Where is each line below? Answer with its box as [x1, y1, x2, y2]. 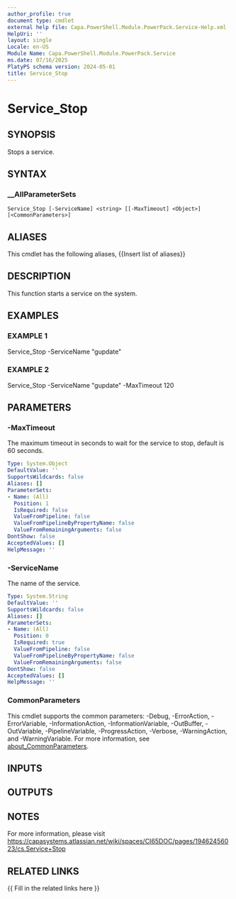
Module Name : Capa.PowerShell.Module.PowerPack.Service [7, 50, 176, 58]
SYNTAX [7, 168, 47, 180]
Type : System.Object [7, 460, 69, 467]
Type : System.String [7, 593, 69, 600]
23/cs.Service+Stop [7, 844, 66, 853]
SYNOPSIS [7, 129, 56, 141]
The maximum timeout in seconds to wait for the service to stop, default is [7, 439, 225, 447]
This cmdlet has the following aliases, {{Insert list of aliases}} [7, 250, 186, 258]
